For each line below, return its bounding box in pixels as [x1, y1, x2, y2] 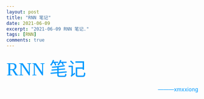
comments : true [6, 37, 45, 43]
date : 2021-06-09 [6, 20, 51, 26]
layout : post [6, 9, 40, 15]
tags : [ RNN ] [6, 32, 37, 38]
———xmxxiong [158, 86, 199, 93]
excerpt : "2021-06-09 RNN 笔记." [6, 26, 90, 32]
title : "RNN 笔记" [6, 15, 51, 21]
